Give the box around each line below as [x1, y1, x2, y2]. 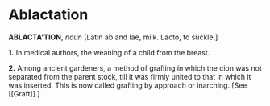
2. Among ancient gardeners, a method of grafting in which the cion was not [8, 63, 262, 73]
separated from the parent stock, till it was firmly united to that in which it [8, 71, 251, 81]
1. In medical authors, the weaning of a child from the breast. [8, 47, 210, 57]
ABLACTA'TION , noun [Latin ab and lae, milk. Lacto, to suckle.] [8, 32, 218, 42]
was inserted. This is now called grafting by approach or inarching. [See [8, 80, 247, 90]
